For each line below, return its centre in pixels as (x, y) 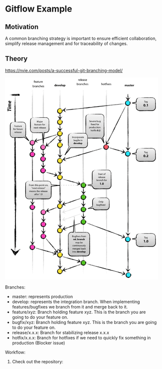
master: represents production (42, 297)
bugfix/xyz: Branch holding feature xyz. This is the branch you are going (84, 323)
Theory (16, 59)
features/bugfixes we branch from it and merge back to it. (70, 307)
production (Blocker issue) (39, 343)
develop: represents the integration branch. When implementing (76, 302)
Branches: (15, 287)
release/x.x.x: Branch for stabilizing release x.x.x (61, 333)
